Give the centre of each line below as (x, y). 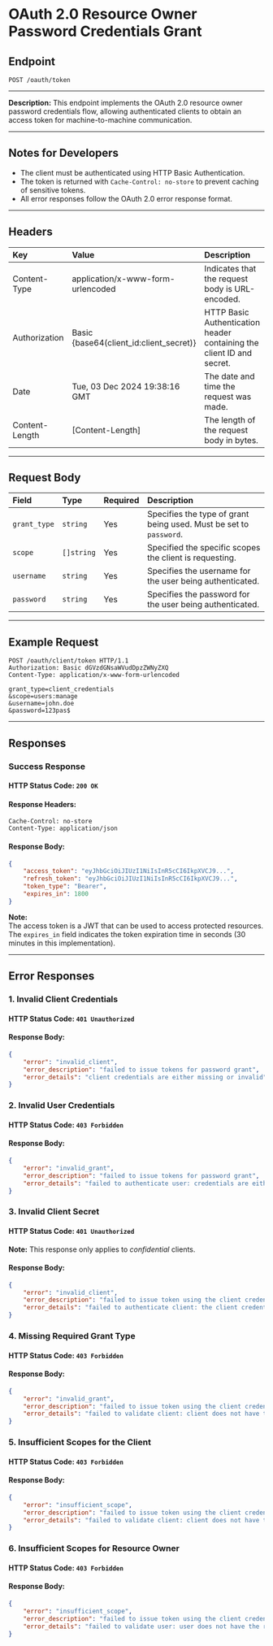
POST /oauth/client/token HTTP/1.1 (69, 661)
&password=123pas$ (39, 711)
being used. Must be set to (198, 524)
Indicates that (230, 268)
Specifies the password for (199, 594)
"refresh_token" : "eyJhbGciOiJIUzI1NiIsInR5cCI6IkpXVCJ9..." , (130, 879)
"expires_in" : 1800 (56, 894)
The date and (230, 376)
